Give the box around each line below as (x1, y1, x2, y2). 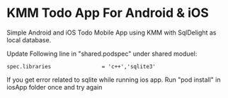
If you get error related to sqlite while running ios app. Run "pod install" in (6, 75, 221, 84)
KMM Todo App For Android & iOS (6, 5, 210, 21)
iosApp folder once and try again (6, 82, 103, 91)
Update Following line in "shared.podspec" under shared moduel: (6, 49, 198, 58)
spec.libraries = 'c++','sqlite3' (6, 63, 156, 70)
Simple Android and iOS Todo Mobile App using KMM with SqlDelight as (6, 28, 217, 37)
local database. (6, 35, 52, 44)
